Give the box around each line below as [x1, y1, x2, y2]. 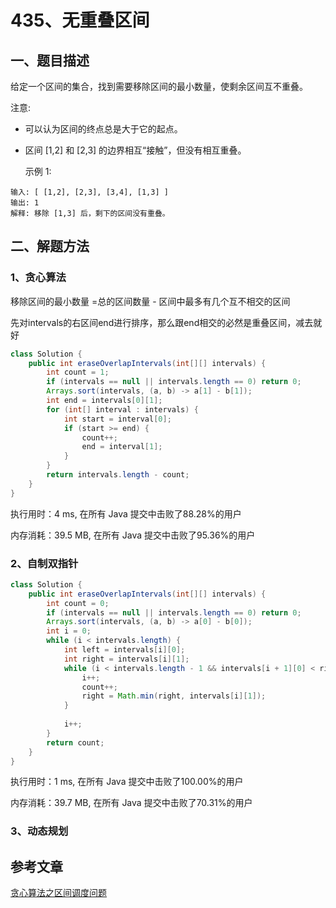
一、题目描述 [10, 52, 90, 69]
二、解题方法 [10, 238, 90, 255]
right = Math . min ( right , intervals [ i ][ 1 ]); [81, 691, 267, 701]
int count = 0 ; [46, 598, 110, 608]
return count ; [46, 737, 105, 748]
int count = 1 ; [46, 367, 110, 378]
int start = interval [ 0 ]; [63, 414, 172, 424]
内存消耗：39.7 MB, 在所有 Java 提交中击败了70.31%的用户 [10, 797, 253, 809]
